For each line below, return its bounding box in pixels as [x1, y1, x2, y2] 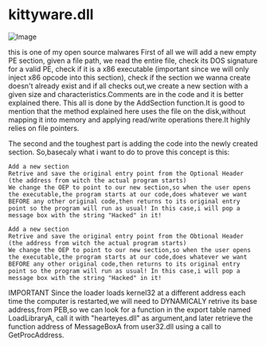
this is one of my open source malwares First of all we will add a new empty [8, 47, 257, 56]
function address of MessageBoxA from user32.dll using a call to [8, 321, 221, 331]
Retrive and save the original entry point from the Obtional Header [8, 232, 244, 240]
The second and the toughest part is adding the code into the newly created [8, 138, 258, 148]
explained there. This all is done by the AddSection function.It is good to [8, 98, 245, 107]
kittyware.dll [8, 6, 94, 24]
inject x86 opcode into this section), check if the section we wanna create [8, 72, 251, 82]
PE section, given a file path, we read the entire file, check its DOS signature [8, 56, 258, 65]
